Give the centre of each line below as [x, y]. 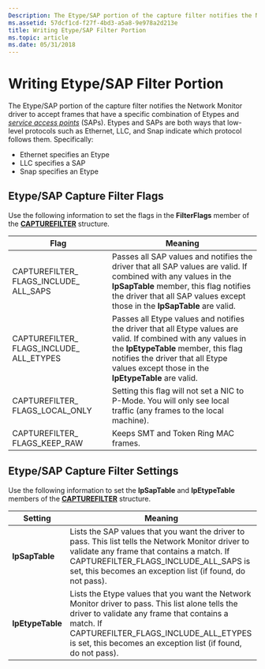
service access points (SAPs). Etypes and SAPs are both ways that [117, 122]
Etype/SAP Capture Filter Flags [86, 196]
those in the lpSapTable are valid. [174, 306]
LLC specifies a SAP [52, 163]
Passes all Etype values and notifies [178, 318]
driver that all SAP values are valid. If [179, 266]
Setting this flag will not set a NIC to [178, 390]
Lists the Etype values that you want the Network [160, 593]
